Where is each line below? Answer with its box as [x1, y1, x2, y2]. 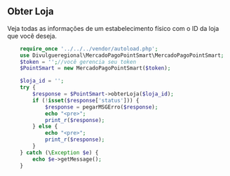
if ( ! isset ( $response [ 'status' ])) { [32, 97, 140, 104]
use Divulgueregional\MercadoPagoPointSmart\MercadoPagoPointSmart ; [20, 52, 224, 59]
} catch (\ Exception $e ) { [20, 149, 99, 156]
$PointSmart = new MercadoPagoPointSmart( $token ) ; [20, 65, 171, 72]
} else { [32, 123, 58, 130]
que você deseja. [7, 32, 57, 40]
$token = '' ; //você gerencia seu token [20, 58, 137, 65]
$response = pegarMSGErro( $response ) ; [44, 103, 158, 111]
